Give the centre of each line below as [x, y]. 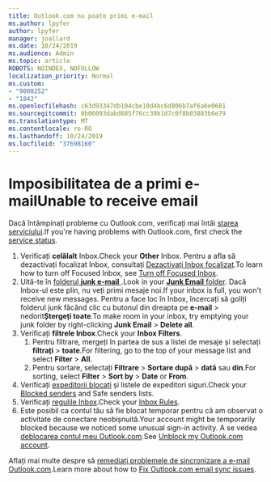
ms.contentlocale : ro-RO [50, 129]
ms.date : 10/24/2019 [43, 46]
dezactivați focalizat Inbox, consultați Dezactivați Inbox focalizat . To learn [141, 264]
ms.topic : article [39, 61]
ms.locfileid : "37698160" [52, 144]
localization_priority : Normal [61, 76]
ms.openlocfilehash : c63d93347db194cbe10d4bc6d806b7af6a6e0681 [117, 106]
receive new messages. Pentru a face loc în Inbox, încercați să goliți [133, 299]
